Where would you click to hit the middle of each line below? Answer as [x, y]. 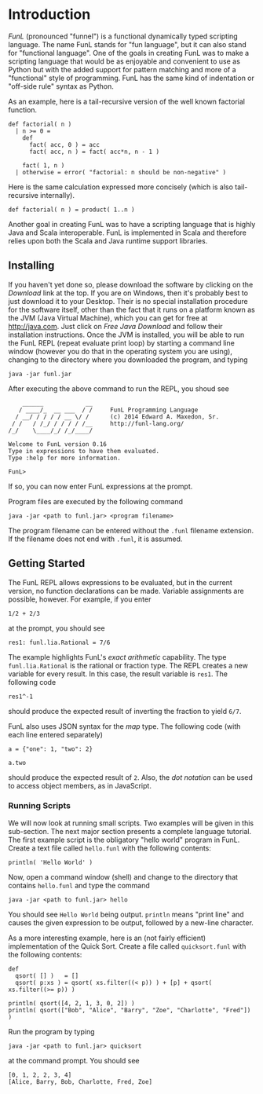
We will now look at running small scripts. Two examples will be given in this [131, 823]
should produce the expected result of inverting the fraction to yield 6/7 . [125, 711]
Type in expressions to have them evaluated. [84, 451]
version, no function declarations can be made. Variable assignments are [126, 591]
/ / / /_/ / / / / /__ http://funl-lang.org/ [98, 423]
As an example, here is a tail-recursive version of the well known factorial [127, 101]
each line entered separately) [56, 734]
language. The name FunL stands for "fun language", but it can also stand [128, 44]
